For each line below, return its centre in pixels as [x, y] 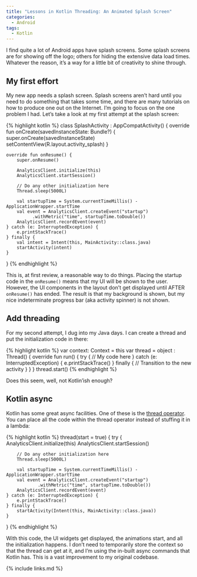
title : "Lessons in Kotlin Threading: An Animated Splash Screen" [89, 11]
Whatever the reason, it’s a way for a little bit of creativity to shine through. [96, 63]
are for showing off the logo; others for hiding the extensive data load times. [98, 56]
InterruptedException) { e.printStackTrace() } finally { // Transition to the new [99, 363]
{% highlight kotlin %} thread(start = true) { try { [64, 437]
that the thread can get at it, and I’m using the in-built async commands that [98, 551]
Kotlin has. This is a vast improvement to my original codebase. [83, 557]
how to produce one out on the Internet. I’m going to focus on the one [91, 108]
